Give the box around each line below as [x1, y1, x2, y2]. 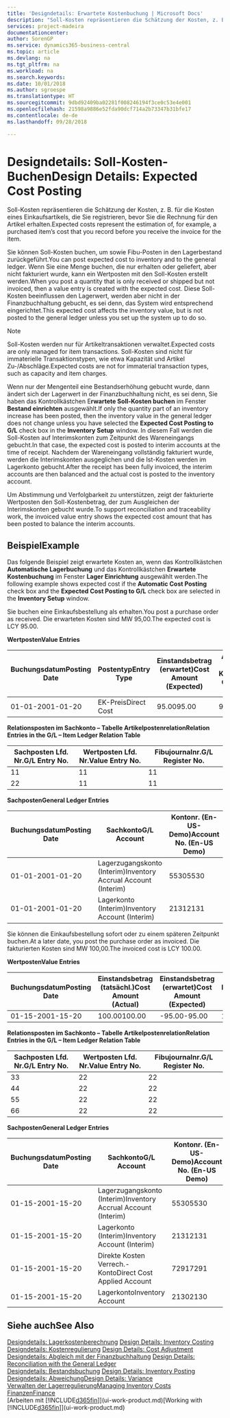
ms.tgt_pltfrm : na [7, 61, 60, 68]
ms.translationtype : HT [7, 93, 75, 100]
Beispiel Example [7, 540, 80, 551]
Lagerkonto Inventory [98, 1288, 166, 1297]
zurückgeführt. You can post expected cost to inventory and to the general [7, 255, 216, 264]
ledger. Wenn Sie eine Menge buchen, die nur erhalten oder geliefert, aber [7, 263, 217, 271]
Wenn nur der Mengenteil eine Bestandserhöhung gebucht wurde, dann [7, 383, 210, 391]
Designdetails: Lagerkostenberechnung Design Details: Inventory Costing [7, 1338, 214, 1346]
